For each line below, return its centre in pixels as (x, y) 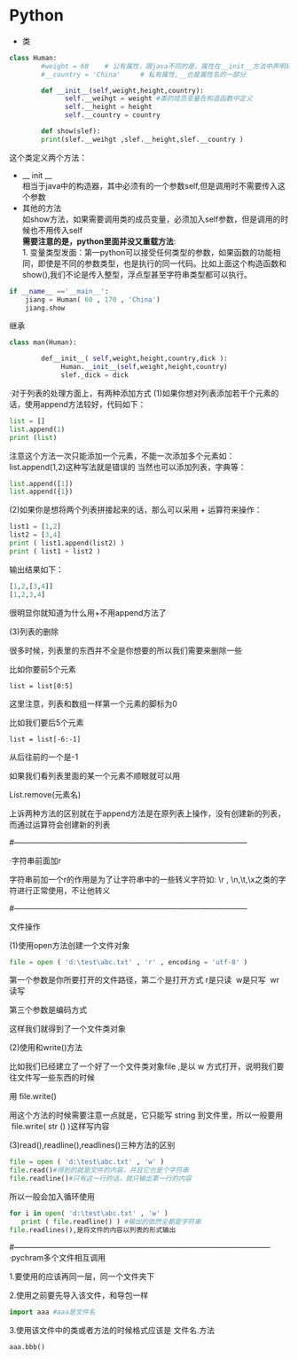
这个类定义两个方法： (48, 157)
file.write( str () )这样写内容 (60, 1127)
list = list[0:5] (41, 686)
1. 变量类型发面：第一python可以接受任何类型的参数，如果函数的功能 (147, 252)
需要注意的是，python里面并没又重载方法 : (99, 241)
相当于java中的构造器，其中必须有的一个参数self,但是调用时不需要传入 (149, 185)
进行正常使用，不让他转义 (63, 890)
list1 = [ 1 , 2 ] (35, 527)
